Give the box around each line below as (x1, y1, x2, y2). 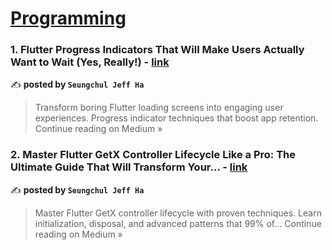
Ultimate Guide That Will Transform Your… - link (10, 160, 248, 174)
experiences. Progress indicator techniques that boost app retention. (34, 112, 319, 124)
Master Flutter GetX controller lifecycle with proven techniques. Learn (34, 207, 322, 219)
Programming (10, 7, 127, 30)
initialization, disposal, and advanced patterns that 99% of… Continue (34, 217, 322, 229)
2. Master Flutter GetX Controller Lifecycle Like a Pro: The (10, 148, 297, 162)
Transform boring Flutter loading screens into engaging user (34, 102, 284, 114)
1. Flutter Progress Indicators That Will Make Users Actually (10, 43, 305, 57)
